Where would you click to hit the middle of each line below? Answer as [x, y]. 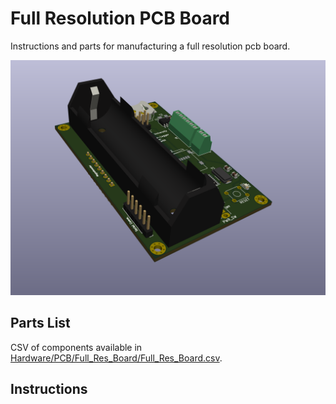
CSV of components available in [76, 347]
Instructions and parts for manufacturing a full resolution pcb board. [150, 46]
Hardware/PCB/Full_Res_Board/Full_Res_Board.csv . [116, 358]
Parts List [40, 323]
